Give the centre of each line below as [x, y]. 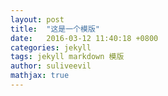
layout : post [37, 19]
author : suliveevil [51, 66]
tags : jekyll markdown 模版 [67, 57]
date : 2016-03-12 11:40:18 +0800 [84, 38]
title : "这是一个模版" [55, 29]
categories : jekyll [51, 47]
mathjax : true [40, 76]
